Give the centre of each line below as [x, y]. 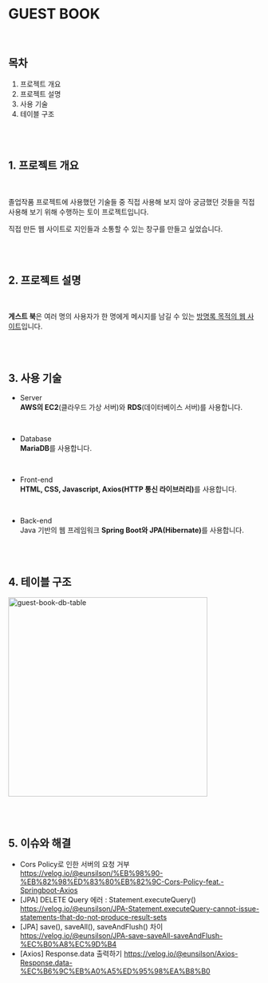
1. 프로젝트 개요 [44, 166]
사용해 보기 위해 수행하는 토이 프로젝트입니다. [79, 212]
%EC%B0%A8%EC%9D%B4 [68, 944]
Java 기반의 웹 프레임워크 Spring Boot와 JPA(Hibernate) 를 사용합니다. [132, 530]
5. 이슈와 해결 [40, 844]
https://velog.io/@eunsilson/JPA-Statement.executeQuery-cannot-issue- [140, 909]
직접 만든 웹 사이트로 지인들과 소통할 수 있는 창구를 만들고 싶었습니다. [116, 229]
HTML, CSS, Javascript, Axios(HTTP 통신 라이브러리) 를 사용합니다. [128, 489]
